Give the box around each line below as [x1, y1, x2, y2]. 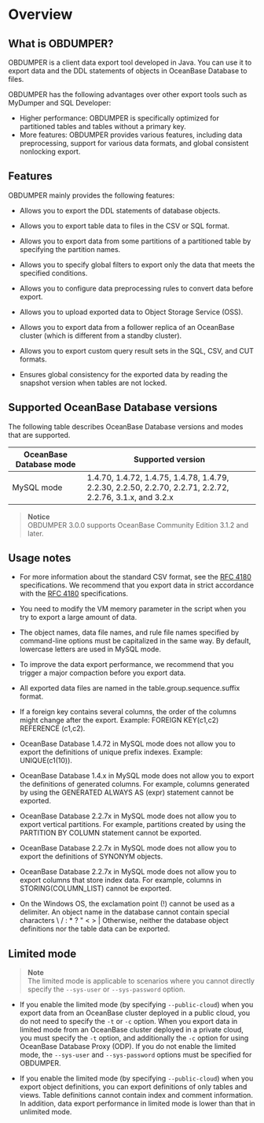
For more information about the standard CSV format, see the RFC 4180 [19, 573, 251, 582]
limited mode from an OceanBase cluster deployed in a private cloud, [19, 1025, 244, 1035]
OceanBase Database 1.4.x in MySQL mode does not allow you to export [19, 771, 255, 780]
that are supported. [8, 430, 71, 439]
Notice [27, 512, 50, 521]
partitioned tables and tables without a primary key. [19, 122, 186, 131]
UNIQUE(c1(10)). [19, 756, 73, 765]
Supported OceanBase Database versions [8, 401, 218, 414]
